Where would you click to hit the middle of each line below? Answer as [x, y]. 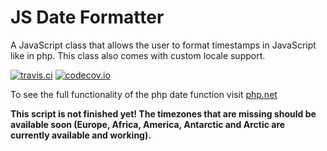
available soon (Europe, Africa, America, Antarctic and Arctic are [148, 124]
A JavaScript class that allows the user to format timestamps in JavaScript [163, 45]
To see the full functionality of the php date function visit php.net [144, 94]
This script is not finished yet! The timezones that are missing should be [163, 113]
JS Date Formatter [87, 17]
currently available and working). [81, 135]
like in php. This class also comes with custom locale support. [138, 55]
